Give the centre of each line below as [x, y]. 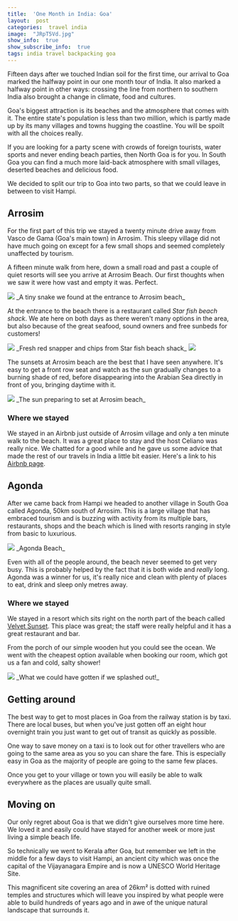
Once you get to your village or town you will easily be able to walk [105, 774]
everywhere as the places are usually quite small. [80, 782]
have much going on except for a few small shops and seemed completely [116, 246]
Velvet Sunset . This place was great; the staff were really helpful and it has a [119, 626]
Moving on [31, 805]
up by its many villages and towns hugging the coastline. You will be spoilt [116, 125]
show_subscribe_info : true [49, 47]
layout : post [28, 21]
